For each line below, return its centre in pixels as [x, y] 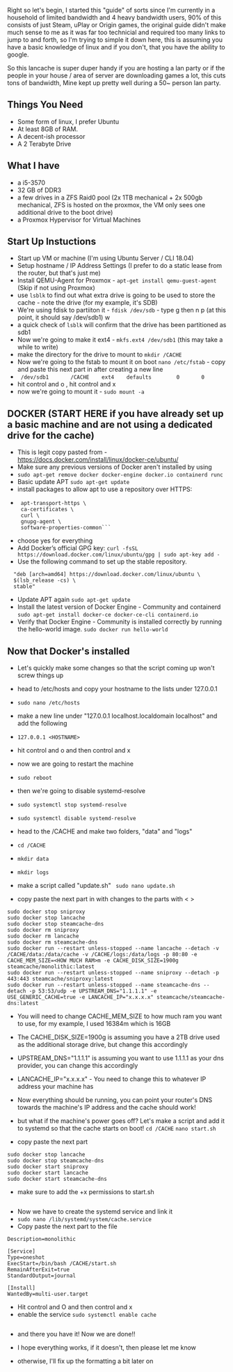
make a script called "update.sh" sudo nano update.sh [96, 886]
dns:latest [23, 1004]
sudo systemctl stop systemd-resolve [72, 805]
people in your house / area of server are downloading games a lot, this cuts [116, 75]
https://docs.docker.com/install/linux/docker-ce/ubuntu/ [98, 460]
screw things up [40, 675]
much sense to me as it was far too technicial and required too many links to [116, 32]
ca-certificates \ [47, 510]
